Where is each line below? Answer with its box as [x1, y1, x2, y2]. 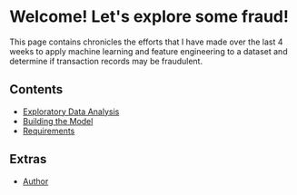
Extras [9, 151, 47, 167]
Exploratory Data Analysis [22, 106, 120, 117]
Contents [9, 82, 64, 97]
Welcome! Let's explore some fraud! [9, 6, 289, 27]
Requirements [22, 125, 75, 136]
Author [22, 175, 49, 187]
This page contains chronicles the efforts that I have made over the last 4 [9, 36, 283, 47]
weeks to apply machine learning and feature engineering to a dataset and [9, 45, 288, 56]
